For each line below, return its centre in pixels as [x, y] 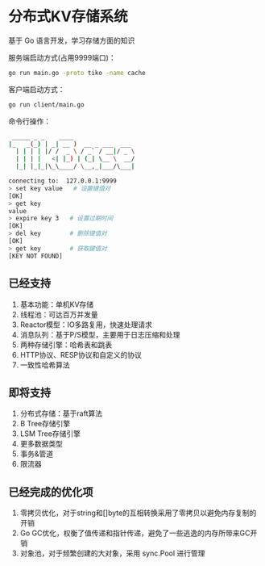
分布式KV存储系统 [68, 17]
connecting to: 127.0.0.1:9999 [62, 181]
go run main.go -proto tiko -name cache [77, 73]
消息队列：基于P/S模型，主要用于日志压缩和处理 [100, 334]
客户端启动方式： [37, 89]
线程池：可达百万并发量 [59, 314]
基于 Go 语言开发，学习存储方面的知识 [72, 40]
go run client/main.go [46, 105]
